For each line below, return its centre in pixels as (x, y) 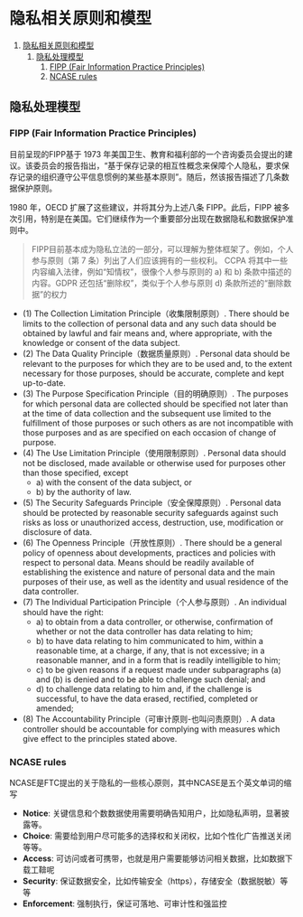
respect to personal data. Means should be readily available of (138, 562)
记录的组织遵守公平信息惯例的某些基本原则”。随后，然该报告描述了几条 (149, 176)
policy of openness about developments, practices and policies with (149, 553)
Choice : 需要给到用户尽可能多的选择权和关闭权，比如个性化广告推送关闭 (156, 836)
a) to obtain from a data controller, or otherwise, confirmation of (154, 622)
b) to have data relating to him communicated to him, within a (150, 641)
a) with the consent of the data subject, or (114, 482)
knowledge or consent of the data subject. (101, 342)
